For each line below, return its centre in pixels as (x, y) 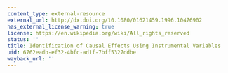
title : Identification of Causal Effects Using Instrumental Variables (114, 46)
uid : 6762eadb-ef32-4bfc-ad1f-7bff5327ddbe (72, 53)
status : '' (23, 40)
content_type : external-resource (56, 14)
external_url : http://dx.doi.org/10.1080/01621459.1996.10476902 (105, 20)
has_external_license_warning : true (61, 26)
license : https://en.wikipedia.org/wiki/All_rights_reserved (99, 33)
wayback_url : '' (31, 59)
